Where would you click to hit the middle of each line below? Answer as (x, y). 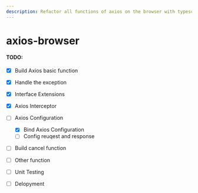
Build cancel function (40, 148)
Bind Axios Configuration (54, 130)
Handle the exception (40, 83)
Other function (32, 160)
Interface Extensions (39, 94)
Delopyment (29, 184)
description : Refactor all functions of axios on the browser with (91, 12)
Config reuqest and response (59, 136)
